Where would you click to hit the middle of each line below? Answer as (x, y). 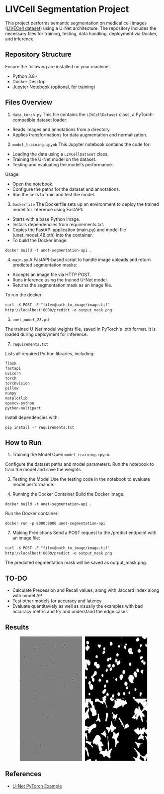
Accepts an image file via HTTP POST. (51, 274)
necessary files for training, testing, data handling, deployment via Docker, (81, 33)
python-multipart (23, 408)
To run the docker (23, 294)
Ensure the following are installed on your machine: (58, 66)
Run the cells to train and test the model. (54, 194)
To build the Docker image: (40, 240)
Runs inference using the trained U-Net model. (60, 279)
